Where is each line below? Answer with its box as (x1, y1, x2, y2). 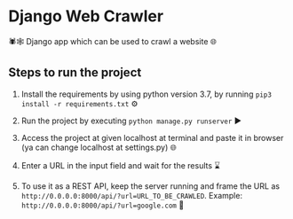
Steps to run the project (8, 65, 142, 81)
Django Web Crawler (8, 6, 164, 27)
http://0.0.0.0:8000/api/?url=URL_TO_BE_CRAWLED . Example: (20, 190, 243, 200)
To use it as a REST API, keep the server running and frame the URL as (20, 180, 281, 192)
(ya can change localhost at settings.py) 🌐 (20, 142, 177, 153)
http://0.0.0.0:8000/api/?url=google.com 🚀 (20, 199, 185, 210)
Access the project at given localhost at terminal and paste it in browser (20, 132, 284, 143)
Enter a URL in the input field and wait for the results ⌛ (20, 160, 221, 170)
